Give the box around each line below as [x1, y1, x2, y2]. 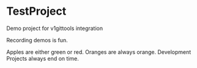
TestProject [6, 4, 67, 18]
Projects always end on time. [6, 55, 80, 62]
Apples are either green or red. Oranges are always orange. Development [6, 48, 191, 56]
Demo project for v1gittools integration [6, 25, 103, 32]
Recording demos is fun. [6, 36, 69, 43]
